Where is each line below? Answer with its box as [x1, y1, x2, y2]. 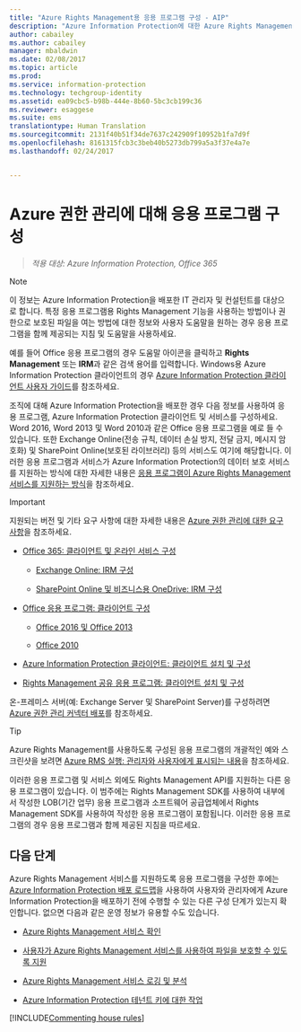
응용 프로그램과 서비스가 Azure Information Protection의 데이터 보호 [25, 455, 267, 467]
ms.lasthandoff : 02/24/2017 [9, 146, 115, 155]
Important [9, 496, 46, 507]
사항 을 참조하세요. [9, 526, 73, 537]
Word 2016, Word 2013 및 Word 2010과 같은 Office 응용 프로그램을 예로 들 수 [9, 422, 284, 433]
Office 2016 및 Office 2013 [35, 622, 133, 632]
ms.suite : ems [9, 113, 63, 122]
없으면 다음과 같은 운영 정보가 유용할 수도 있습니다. [42, 907, 219, 918]
